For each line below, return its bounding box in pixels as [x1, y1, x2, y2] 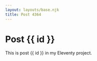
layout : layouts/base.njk [5, 7, 59, 12]
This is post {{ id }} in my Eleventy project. [5, 50, 92, 56]
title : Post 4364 [5, 12, 41, 17]
